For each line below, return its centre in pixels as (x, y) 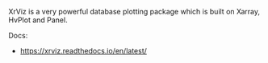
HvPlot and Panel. (38, 20)
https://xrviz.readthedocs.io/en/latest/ (84, 51)
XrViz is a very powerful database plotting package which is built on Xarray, (134, 12)
